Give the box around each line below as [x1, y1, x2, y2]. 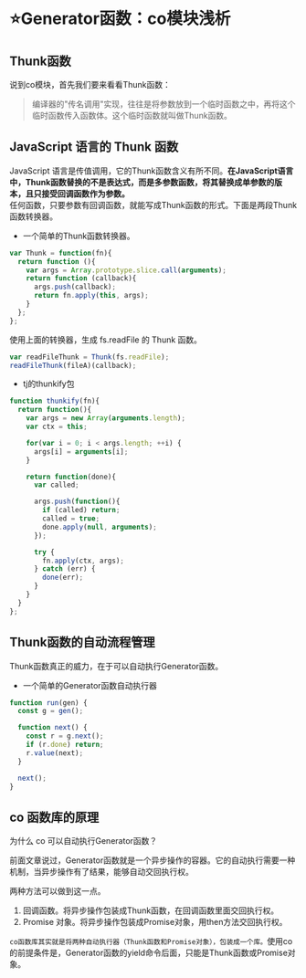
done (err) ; [42, 573, 84, 583]
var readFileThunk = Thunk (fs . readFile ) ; [9, 352, 170, 362]
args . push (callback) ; [33, 282, 117, 292]
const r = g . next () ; [26, 731, 104, 741]
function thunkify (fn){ [9, 396, 100, 406]
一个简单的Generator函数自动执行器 [22, 679, 158, 690]
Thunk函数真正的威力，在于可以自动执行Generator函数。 [9, 660, 224, 671]
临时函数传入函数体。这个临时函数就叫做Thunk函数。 [31, 110, 233, 121]
